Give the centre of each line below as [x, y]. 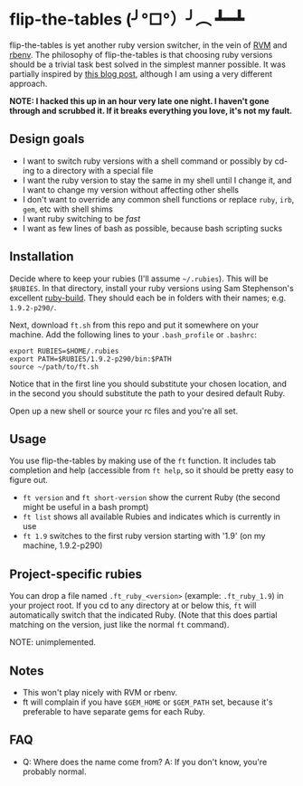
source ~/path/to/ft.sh [54, 367]
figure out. [28, 480]
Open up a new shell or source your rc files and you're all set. [124, 411]
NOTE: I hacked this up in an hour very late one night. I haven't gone [139, 100]
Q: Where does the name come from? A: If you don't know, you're [145, 762]
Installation [42, 256]
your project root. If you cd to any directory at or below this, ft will [133, 606]
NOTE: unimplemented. [53, 642]
